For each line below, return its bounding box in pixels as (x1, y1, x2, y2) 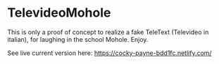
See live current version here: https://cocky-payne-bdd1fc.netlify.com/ (7, 49, 213, 57)
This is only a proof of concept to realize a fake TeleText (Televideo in (7, 28, 209, 36)
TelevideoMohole (7, 5, 111, 21)
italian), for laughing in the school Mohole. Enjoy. (7, 35, 149, 43)
